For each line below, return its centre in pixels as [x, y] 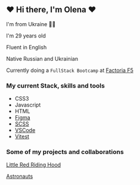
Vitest [22, 137]
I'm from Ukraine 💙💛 [31, 24]
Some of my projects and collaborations [65, 152]
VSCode [25, 130]
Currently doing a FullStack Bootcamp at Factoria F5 [70, 70]
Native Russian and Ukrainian [42, 58]
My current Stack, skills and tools [56, 86]
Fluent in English [27, 47]
